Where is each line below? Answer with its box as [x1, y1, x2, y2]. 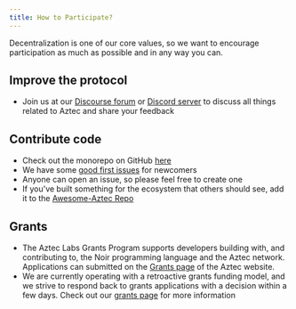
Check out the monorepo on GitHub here [21, 155, 172, 166]
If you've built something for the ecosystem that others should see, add [21, 183, 284, 194]
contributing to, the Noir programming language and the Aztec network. [21, 252, 285, 263]
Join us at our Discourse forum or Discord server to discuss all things [21, 96, 276, 107]
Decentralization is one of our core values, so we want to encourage [9, 37, 260, 48]
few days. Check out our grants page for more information [21, 290, 236, 301]
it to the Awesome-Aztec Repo [21, 193, 134, 204]
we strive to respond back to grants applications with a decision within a [21, 281, 287, 291]
